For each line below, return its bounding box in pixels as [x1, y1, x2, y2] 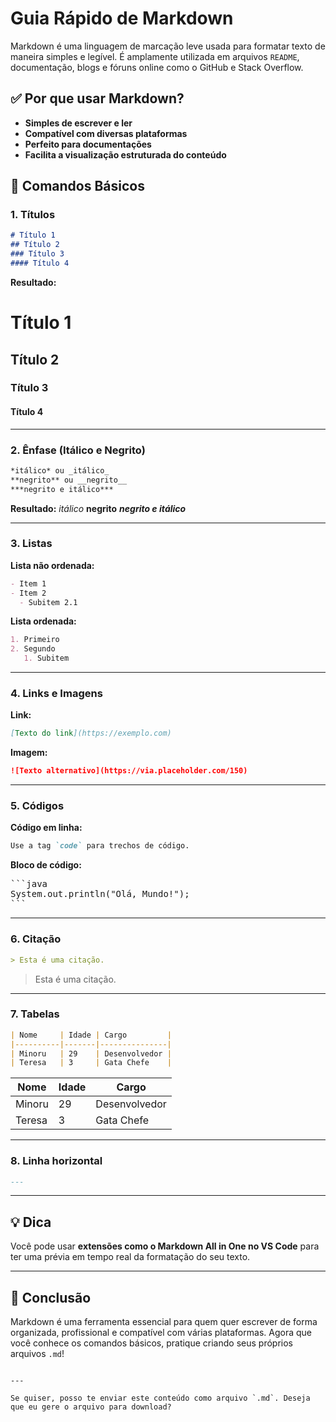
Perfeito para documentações [24, 138, 152, 150]
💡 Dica [10, 1213, 52, 1231]
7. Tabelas [10, 1007, 60, 1021]
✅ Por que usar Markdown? [10, 90, 185, 107]
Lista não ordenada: [10, 559, 95, 571]
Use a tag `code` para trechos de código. [10, 841, 190, 851]
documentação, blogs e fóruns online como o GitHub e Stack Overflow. [10, 61, 304, 73]
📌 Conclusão [10, 1289, 92, 1306]
